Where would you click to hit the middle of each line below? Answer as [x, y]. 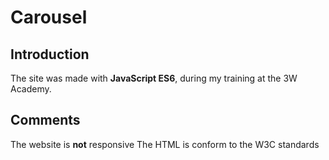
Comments [45, 120]
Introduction [50, 54]
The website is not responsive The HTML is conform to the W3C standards [165, 144]
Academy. [31, 89]
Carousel [49, 17]
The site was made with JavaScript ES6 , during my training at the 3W [154, 78]
